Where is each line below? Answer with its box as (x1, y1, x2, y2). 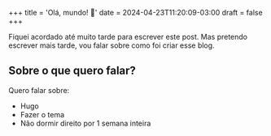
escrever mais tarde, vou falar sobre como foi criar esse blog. (8, 40, 215, 50)
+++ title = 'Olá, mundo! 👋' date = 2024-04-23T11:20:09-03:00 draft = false (8, 8, 263, 17)
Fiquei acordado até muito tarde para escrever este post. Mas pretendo (8, 32, 248, 41)
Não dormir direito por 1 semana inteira (20, 118, 151, 128)
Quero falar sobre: (8, 85, 70, 95)
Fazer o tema (20, 109, 65, 119)
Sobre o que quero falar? (8, 64, 137, 78)
